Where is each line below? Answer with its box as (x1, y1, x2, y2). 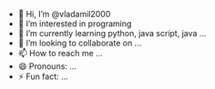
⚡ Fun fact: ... (17, 71, 68, 82)
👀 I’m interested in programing (17, 18, 132, 29)
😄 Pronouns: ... (17, 61, 77, 72)
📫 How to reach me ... (17, 48, 103, 58)
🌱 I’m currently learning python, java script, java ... (17, 28, 207, 38)
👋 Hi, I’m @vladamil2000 (17, 9, 111, 19)
